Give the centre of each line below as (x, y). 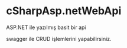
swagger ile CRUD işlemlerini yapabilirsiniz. (59, 39)
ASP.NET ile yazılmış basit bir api (46, 27)
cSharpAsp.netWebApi (64, 11)
